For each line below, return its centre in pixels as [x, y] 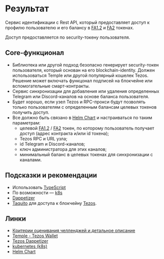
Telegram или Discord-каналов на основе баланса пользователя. [81, 96]
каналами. [31, 160]
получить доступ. [31, 112]
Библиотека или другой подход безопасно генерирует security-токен [85, 65]
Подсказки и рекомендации [51, 175]
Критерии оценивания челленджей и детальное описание [74, 231]
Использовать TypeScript [39, 187]
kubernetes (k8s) [30, 247]
